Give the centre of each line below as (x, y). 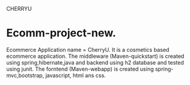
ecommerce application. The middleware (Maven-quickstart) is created (95, 56)
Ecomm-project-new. (61, 33)
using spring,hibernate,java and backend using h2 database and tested (95, 62)
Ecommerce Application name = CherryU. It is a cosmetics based (88, 49)
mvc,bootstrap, (25, 75)
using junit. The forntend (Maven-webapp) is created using (80, 69)
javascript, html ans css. (76, 75)
